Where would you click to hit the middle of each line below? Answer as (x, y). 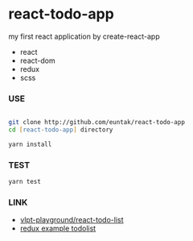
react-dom (37, 60)
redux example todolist (58, 229)
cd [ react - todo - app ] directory (61, 130)
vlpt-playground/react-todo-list (72, 220)
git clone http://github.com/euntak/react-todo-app (96, 123)
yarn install (30, 144)
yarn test (25, 182)
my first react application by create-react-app (84, 36)
